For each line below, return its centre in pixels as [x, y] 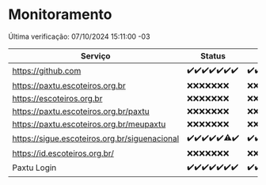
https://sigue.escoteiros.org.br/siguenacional [96, 138]
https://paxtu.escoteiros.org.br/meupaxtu [89, 124]
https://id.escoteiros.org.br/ [63, 153]
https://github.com [47, 71]
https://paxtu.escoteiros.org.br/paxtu [81, 111]
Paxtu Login [34, 168]
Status [213, 55]
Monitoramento [60, 15]
